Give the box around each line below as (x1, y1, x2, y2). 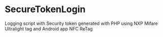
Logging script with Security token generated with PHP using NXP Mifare (5, 20, 158, 26)
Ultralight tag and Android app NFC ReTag (5, 25, 93, 31)
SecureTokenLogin (5, 4, 86, 15)
